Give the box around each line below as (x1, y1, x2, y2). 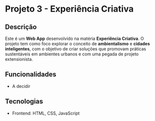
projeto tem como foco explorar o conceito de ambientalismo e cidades (5, 41, 150, 47)
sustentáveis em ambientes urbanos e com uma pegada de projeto (5, 51, 139, 57)
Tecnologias (5, 97, 43, 105)
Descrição (5, 23, 37, 31)
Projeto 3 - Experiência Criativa (5, 3, 134, 15)
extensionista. (5, 56, 33, 62)
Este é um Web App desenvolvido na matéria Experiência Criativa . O (5, 35, 144, 41)
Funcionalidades (5, 70, 57, 79)
